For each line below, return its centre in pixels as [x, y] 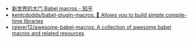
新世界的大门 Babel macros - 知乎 [52, 8]
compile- [176, 15]
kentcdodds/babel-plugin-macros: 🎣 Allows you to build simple [88, 15]
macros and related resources [48, 33]
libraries [33, 21]
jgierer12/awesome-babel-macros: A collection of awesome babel [92, 27]
